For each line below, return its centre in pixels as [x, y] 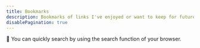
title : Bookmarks [28, 11]
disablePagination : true [37, 22]
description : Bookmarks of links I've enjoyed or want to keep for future [101, 17]
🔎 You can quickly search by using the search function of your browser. [94, 39]
